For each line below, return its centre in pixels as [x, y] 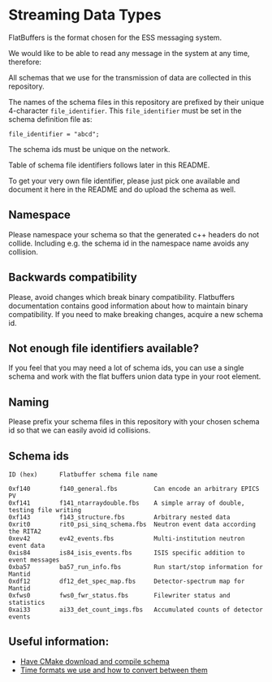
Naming [29, 402]
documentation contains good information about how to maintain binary [128, 306]
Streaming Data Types [85, 15]
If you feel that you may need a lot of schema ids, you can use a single [126, 368]
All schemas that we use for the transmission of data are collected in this [130, 77]
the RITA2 [25, 532]
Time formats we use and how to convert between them [114, 670]
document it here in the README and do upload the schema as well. [122, 189]
